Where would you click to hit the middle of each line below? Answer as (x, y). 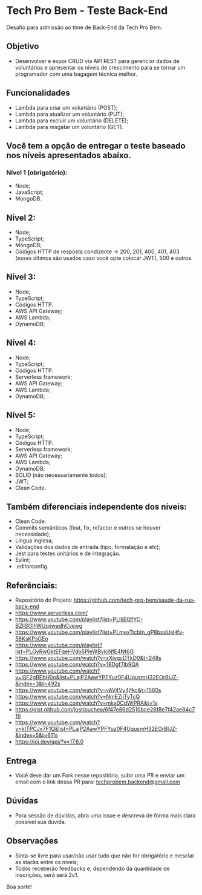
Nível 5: (21, 415)
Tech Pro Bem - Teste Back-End (87, 11)
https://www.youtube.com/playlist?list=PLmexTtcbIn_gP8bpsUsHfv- (99, 632)
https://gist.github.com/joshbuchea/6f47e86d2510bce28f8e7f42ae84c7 (105, 710)
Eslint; (23, 560)
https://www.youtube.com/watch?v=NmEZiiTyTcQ (77, 697)
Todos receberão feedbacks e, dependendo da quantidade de (93, 868)
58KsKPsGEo (31, 639)
